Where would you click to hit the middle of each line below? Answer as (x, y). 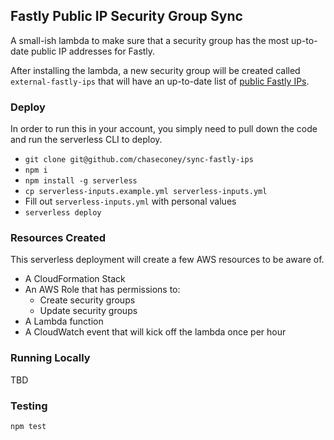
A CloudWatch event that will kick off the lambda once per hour (155, 332)
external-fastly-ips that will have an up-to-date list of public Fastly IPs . (160, 81)
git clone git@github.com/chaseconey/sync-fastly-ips (139, 160)
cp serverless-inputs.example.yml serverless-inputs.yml (146, 192)
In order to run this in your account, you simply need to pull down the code (164, 129)
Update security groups (88, 311)
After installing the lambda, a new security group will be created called (155, 70)
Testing (29, 406)
